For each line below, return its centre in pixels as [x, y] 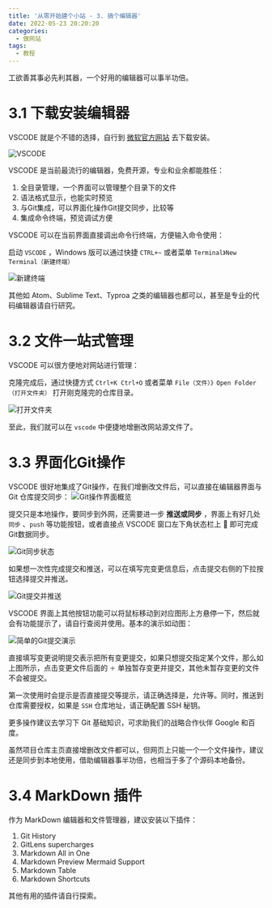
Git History [38, 836]
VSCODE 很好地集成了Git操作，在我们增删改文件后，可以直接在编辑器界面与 [135, 486]
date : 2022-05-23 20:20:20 [54, 23]
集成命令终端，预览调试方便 [66, 217]
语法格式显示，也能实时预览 [66, 197]
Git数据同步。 [31, 534]
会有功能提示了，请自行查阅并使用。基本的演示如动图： [100, 623]
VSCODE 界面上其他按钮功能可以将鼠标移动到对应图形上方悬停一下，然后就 [134, 613]
